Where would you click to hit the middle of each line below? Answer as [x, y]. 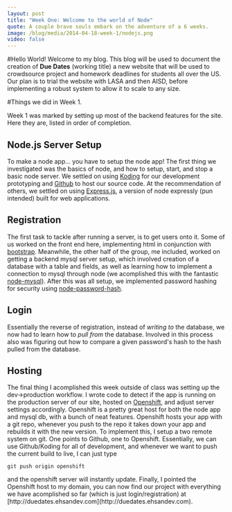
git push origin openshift [46, 467]
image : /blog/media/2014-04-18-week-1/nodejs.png [80, 33]
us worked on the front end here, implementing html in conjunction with [109, 244]
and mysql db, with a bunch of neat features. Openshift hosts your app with [115, 417]
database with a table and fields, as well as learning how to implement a [110, 266]
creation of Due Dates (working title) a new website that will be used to [108, 67]
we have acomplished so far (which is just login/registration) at [97, 494]
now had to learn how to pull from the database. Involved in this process [110, 334]
